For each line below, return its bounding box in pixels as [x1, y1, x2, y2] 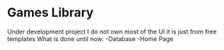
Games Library [7, 5, 94, 21]
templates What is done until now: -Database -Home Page [7, 34, 173, 42]
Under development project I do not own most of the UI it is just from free [7, 27, 217, 36]
